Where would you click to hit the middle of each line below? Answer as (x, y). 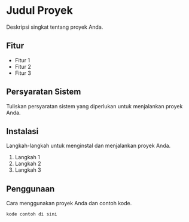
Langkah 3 (28, 170)
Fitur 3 (23, 73)
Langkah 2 (28, 164)
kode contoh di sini (32, 214)
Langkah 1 (27, 157)
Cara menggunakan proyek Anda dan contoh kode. (69, 203)
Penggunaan (31, 189)
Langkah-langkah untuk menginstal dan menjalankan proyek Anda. (89, 146)
